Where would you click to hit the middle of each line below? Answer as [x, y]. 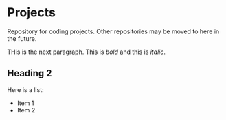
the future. [22, 38]
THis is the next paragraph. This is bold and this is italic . [87, 52]
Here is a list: [26, 89]
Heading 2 [30, 73]
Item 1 [25, 103]
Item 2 [26, 110]
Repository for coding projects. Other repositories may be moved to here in [113, 31]
